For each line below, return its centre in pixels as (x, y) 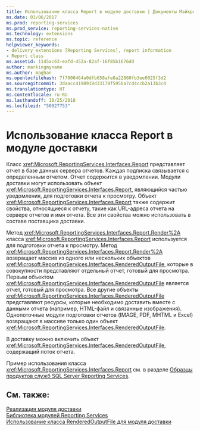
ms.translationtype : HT (36, 89)
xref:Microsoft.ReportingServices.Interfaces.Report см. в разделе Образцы (99, 370)
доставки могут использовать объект (54, 183)
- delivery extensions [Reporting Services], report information (89, 51)
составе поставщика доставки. (46, 221)
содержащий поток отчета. (41, 352)
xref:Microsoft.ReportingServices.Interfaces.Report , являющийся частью (97, 190)
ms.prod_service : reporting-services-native (62, 28)
